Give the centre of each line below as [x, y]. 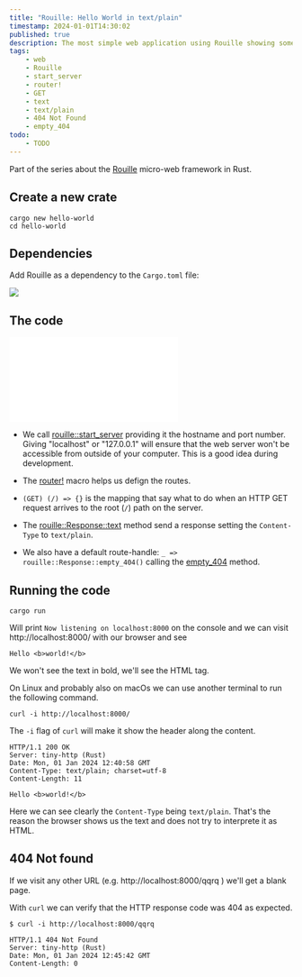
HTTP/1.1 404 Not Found [54, 940]
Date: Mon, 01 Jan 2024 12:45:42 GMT [80, 955]
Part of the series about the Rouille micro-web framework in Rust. [130, 169]
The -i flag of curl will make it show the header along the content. [133, 730]
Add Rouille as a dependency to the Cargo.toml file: [104, 275]
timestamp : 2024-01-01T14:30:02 [70, 26]
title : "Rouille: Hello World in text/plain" [96, 18]
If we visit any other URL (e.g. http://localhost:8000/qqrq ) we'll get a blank [148, 881]
